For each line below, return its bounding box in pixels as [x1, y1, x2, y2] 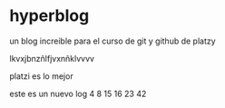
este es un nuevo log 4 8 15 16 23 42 [9, 88, 147, 99]
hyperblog [9, 5, 90, 26]
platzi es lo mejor [9, 70, 74, 82]
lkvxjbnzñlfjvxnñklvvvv [9, 53, 95, 64]
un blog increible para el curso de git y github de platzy [9, 35, 216, 46]
